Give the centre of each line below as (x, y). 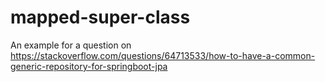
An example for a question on (71, 45)
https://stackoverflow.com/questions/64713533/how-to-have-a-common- (163, 55)
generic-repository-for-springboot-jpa (89, 66)
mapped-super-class (100, 17)
